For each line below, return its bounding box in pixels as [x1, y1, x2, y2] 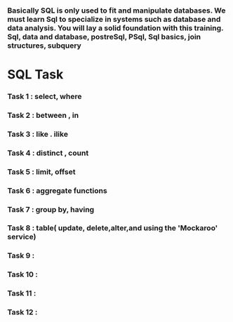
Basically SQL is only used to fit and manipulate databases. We [7, 6, 226, 15]
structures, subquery [7, 41, 82, 51]
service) [7, 232, 36, 242]
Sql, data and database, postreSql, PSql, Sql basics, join [7, 32, 201, 41]
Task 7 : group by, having [7, 204, 95, 214]
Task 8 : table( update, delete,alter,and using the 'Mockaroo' [7, 223, 218, 233]
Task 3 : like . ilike [7, 129, 69, 139]
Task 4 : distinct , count [7, 148, 89, 158]
